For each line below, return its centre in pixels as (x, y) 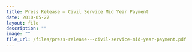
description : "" (26, 28)
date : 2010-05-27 (28, 17)
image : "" (19, 34)
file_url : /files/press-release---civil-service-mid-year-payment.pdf (96, 39)
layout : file (22, 23)
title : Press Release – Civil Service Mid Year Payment (77, 12)
